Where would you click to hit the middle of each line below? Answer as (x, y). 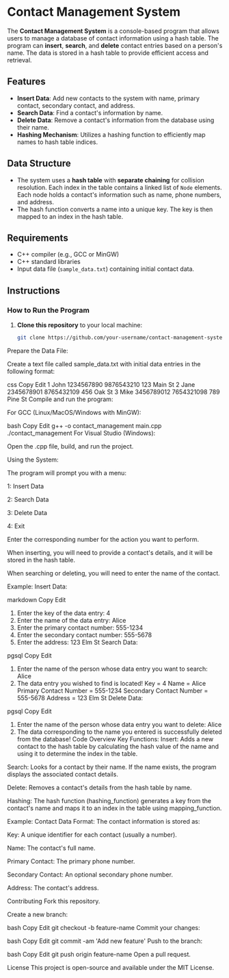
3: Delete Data (27, 512)
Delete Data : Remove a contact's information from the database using (116, 120)
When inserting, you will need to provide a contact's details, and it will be (110, 552)
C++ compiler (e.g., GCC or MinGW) (68, 254)
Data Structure (39, 164)
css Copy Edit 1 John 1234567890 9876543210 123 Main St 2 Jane (101, 384)
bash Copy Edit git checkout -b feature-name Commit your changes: (104, 927)
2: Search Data (28, 499)
